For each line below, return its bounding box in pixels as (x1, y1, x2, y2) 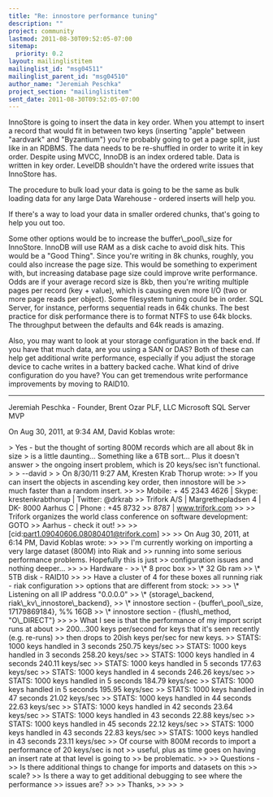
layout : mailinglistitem (8, 58, 93, 66)
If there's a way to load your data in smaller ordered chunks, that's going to (8, 209, 260, 220)
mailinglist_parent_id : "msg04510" (8, 72, 129, 81)
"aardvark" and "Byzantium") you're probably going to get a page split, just (8, 135, 260, 145)
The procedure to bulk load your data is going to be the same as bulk (8, 185, 240, 195)
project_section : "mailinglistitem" (8, 87, 132, 96)
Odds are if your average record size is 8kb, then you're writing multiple (8, 277, 249, 287)
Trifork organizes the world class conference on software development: (8, 512, 249, 521)
